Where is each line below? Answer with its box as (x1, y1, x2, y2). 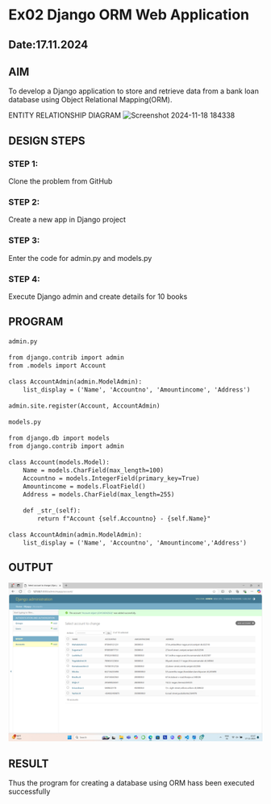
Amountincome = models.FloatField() (23, 482, 147, 491)
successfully (8, 787, 51, 797)
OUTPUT (8, 561, 54, 574)
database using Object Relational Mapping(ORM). (8, 95, 173, 105)
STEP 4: (8, 273, 40, 284)
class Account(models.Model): (8, 458, 110, 466)
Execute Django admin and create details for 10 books (8, 292, 188, 301)
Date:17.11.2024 (8, 38, 89, 52)
